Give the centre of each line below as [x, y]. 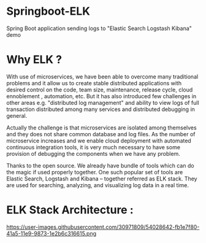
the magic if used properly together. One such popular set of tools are [95, 172]
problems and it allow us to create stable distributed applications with [94, 83]
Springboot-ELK [48, 11]
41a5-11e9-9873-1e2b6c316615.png [51, 233]
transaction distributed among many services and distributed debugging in [101, 109]
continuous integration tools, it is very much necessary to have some [93, 147]
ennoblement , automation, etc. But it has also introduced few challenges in [101, 96]
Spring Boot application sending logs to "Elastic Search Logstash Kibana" [99, 28]
